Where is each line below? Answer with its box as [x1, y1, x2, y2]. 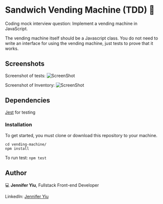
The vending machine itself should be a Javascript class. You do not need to [5, 35, 158, 41]
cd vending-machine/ [5, 142, 47, 147]
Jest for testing [5, 109, 36, 115]
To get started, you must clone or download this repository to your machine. [5, 132, 158, 138]
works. [5, 45, 19, 51]
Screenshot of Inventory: [5, 82, 55, 88]
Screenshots [5, 60, 45, 68]
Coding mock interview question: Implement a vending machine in [5, 20, 138, 26]
